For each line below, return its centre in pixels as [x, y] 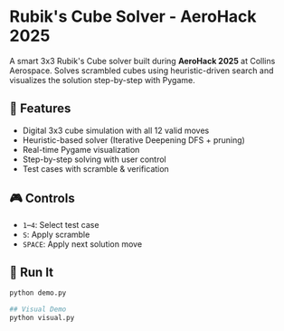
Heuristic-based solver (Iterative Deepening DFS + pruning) [134, 140]
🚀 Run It [32, 272]
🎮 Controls [42, 199]
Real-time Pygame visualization [81, 149]
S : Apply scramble [56, 234]
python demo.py [38, 293]
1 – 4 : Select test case [61, 224]
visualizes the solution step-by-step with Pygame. [103, 80]
